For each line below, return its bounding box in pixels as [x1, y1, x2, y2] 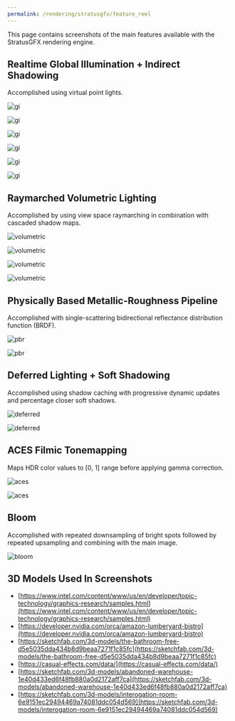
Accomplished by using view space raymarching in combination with [7, 211, 209, 220]
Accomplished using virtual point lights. [7, 89, 123, 97]
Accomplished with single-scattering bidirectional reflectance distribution [7, 313, 223, 322]
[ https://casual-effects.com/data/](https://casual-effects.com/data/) [17, 660, 219, 668]
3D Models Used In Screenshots [7, 573, 153, 585]
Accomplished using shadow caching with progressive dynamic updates [7, 388, 220, 397]
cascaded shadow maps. [7, 218, 81, 227]
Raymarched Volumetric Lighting [7, 192, 157, 204]
